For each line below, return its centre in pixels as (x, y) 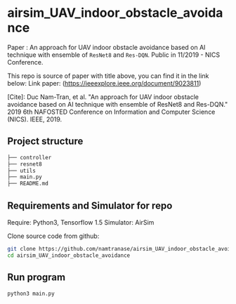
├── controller (29, 157)
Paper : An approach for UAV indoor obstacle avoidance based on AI (106, 47)
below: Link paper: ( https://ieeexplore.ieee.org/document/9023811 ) (104, 83)
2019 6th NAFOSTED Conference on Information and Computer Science (111, 112)
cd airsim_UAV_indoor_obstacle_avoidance (69, 255)
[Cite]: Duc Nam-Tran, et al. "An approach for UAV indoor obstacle (103, 97)
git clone (22, 249)
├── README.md (28, 184)
